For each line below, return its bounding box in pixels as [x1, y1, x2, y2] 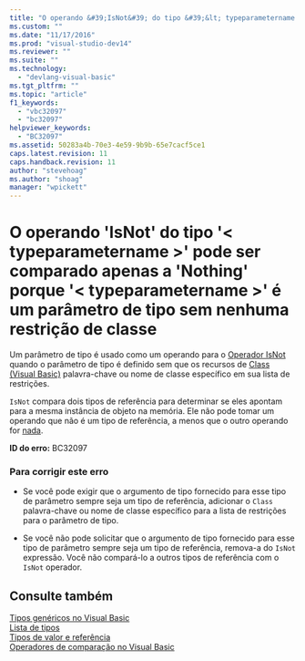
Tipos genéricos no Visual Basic [9, 613, 130, 624]
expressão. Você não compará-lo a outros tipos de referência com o [22, 553, 280, 563]
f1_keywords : [9, 98, 59, 108]
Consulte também [9, 588, 114, 604]
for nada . [9, 425, 44, 436]
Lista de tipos [9, 622, 61, 634]
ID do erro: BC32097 [9, 443, 88, 454]
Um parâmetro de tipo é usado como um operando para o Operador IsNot [9, 349, 287, 360]
